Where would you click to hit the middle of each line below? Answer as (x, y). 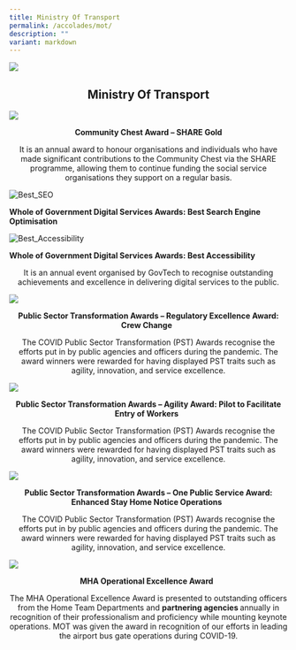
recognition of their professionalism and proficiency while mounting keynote (148, 617)
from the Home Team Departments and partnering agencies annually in (148, 608)
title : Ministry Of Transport (65, 17)
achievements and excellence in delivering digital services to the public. (148, 282)
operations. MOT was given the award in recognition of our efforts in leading (148, 627)
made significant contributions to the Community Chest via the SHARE (148, 159)
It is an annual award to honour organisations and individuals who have (148, 149)
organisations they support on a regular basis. (148, 178)
